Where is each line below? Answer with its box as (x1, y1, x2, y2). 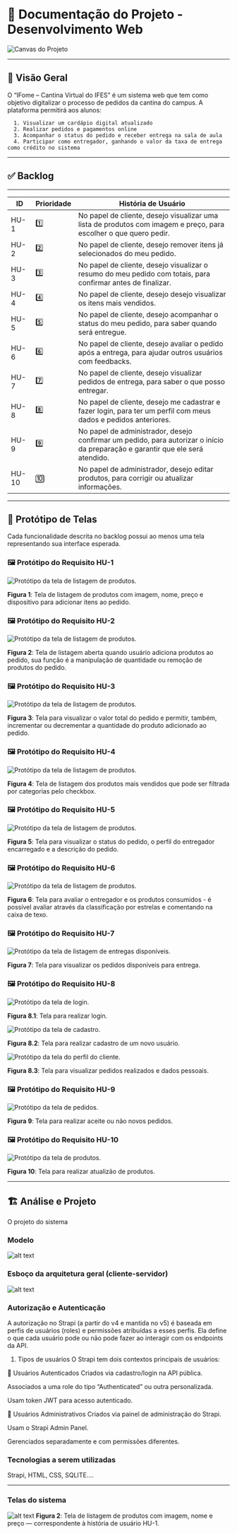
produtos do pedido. (7, 663, 67, 671)
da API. (7, 1342, 28, 1350)
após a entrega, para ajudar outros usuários (78, 347, 224, 357)
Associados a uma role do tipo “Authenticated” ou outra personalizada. (7, 1383, 214, 1391)
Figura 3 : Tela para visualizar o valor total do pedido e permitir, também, (7, 714, 217, 722)
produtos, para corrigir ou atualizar (78, 473, 194, 483)
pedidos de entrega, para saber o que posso (78, 376, 226, 386)
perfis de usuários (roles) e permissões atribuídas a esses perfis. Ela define (7, 1326, 227, 1335)
